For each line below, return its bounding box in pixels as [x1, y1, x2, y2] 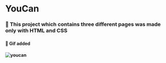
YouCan [5, 3, 39, 14]
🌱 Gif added [5, 40, 30, 46]
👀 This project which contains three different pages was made [5, 21, 161, 28]
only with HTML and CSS [5, 27, 67, 34]
